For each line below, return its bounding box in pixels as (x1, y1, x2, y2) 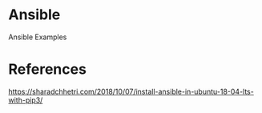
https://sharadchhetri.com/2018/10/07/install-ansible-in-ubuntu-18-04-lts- (8, 87, 254, 96)
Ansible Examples (8, 32, 67, 42)
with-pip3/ (8, 95, 43, 105)
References (8, 60, 87, 79)
